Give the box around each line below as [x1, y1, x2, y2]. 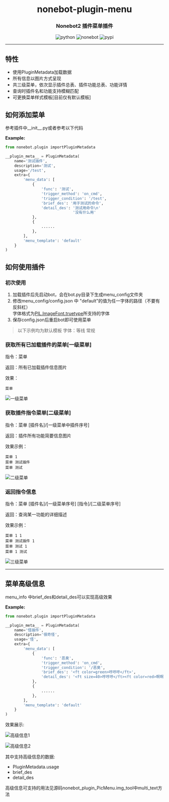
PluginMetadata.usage [12, 764, 59, 770]
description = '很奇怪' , [14, 632, 59, 637]
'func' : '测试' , [41, 187, 74, 192]
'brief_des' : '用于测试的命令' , [41, 201, 104, 206]
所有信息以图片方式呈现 [12, 76, 61, 82]
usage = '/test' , [14, 168, 46, 173]
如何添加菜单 [5, 110, 45, 119]
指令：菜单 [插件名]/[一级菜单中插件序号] [5, 422, 90, 428]
